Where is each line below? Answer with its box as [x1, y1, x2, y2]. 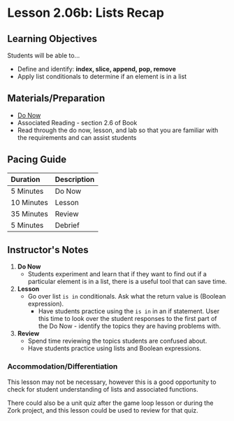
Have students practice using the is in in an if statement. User [38, 307, 220, 315]
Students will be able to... [7, 51, 80, 59]
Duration [10, 174, 41, 184]
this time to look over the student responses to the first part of [38, 315, 218, 323]
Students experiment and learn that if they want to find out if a [27, 270, 207, 278]
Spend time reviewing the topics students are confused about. [27, 337, 207, 345]
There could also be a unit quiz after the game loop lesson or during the [7, 399, 214, 407]
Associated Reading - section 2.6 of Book [17, 118, 138, 127]
